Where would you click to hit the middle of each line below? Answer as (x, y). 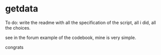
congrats (14, 47)
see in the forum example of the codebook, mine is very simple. (71, 37)
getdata (22, 9)
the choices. (18, 27)
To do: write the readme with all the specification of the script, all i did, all (80, 22)
